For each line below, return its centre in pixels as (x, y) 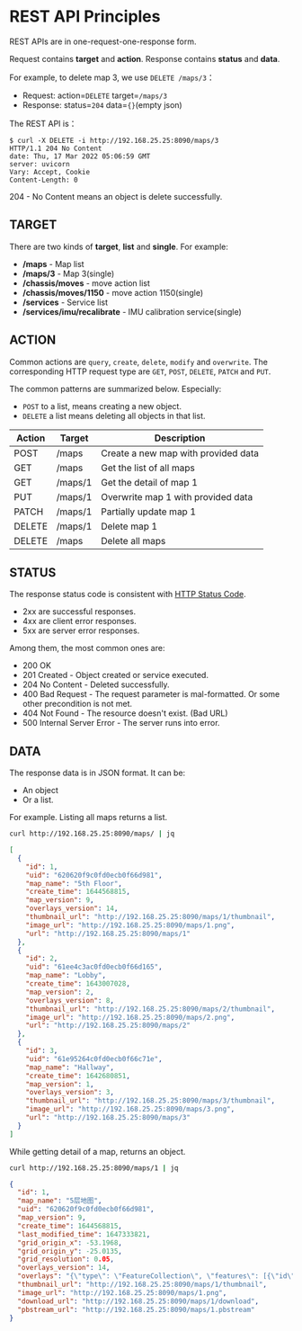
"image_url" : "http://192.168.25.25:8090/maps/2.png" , (130, 1017)
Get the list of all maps (147, 468)
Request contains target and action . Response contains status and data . (145, 58)
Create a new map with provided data (179, 453)
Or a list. (38, 800)
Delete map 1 (129, 526)
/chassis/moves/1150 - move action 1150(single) (113, 292)
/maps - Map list (53, 264)
